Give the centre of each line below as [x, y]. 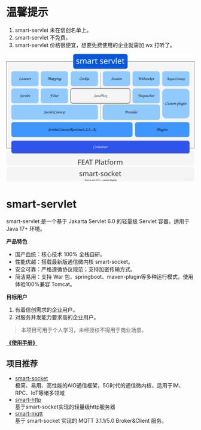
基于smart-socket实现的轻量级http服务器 [65, 407]
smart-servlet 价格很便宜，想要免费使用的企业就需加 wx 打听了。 [95, 45]
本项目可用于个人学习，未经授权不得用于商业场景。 [84, 330]
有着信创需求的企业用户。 [46, 310]
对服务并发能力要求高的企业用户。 [57, 317]
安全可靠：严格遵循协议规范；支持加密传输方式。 [75, 269]
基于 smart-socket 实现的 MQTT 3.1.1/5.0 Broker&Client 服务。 [91, 421]
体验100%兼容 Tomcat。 [45, 284]
